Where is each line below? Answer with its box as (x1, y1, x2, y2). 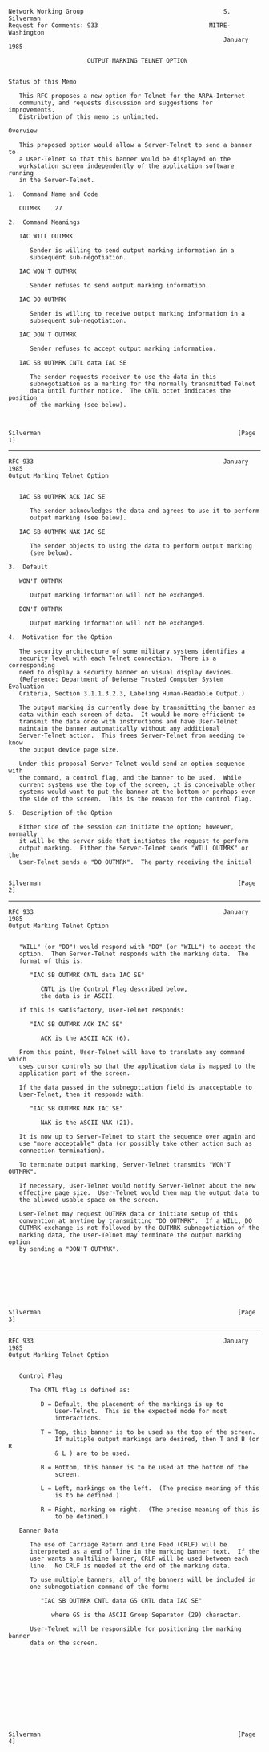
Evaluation (8, 682, 45, 691)
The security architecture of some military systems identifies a (18, 647, 246, 655)
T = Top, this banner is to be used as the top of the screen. (40, 1428, 256, 1436)
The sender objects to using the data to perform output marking (29, 542, 252, 550)
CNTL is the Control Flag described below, (40, 985, 188, 993)
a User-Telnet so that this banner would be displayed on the (18, 155, 231, 163)
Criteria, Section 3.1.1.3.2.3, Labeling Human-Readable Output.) (18, 690, 246, 698)
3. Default (8, 563, 48, 571)
